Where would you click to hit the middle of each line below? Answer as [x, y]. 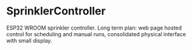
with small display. [29, 40]
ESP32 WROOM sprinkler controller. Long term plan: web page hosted [94, 28]
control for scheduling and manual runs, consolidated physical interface [96, 34]
